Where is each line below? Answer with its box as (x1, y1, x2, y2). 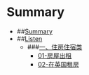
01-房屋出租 (37, 51, 72, 60)
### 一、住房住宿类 (27, 42, 83, 51)
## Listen (16, 34, 43, 42)
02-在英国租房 (37, 60, 80, 68)
